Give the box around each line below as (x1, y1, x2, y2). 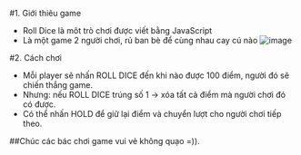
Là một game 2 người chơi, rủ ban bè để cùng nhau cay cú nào (22, 35, 258, 45)
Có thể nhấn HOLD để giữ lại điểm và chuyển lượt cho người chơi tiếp (22, 109, 282, 119)
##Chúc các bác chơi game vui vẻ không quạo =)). (9, 136, 200, 146)
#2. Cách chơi (9, 53, 62, 63)
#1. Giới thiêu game (9, 8, 82, 18)
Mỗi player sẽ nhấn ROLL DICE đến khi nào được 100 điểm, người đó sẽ (22, 70, 289, 81)
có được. (22, 99, 56, 110)
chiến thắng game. (22, 80, 94, 90)
